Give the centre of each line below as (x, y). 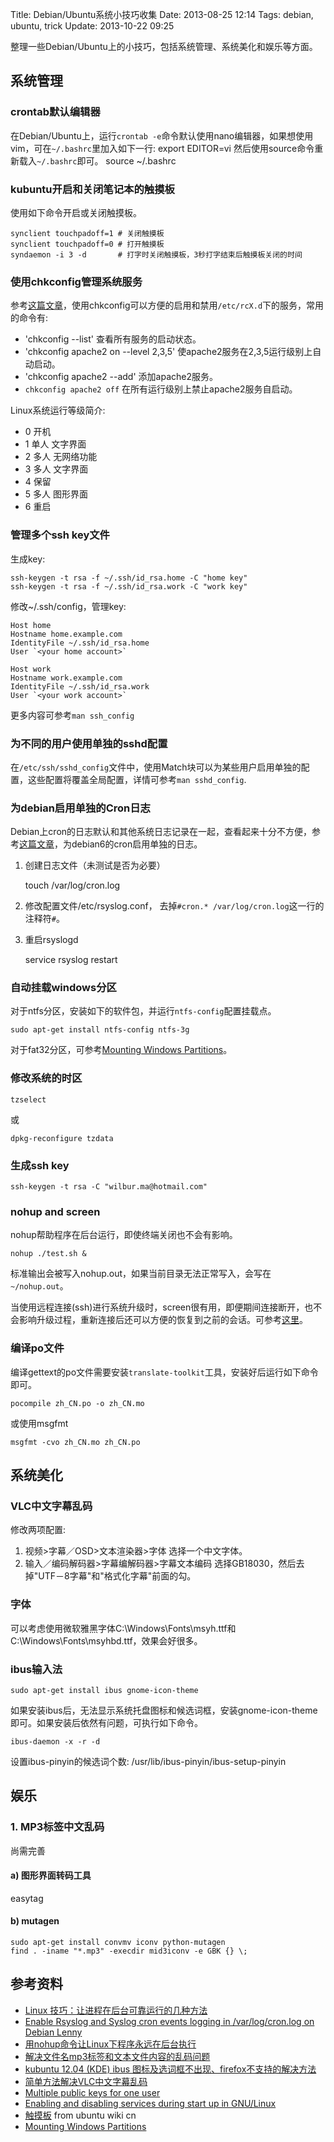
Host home (31, 625)
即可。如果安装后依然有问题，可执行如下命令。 (106, 1722)
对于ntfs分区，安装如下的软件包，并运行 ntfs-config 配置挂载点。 (143, 1011)
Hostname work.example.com (66, 678)
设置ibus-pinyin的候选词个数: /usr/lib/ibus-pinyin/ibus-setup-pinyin (148, 1761)
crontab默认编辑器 (55, 112)
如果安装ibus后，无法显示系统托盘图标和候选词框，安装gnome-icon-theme (164, 1710)
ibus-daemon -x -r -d (55, 1741)
